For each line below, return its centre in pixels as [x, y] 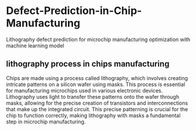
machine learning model [35, 46]
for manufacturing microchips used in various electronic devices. [84, 90]
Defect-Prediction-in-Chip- [74, 11]
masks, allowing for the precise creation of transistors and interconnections [97, 103]
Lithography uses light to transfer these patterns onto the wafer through [93, 96]
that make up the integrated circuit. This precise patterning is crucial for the [97, 109]
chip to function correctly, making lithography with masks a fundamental [93, 115]
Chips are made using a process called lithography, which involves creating [97, 78]
